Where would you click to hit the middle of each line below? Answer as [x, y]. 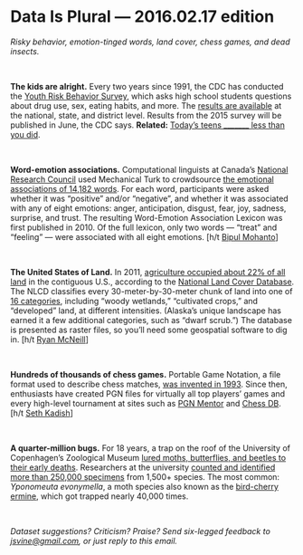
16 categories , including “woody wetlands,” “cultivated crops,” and [134, 301]
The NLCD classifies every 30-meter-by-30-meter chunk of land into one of [151, 291]
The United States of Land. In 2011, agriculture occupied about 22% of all [148, 272]
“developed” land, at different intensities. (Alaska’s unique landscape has [146, 311]
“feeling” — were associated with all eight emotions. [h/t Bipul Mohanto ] [144, 236]
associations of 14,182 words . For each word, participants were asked [140, 188]
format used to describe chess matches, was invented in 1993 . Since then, [149, 384]
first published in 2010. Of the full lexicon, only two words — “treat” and [144, 227]
